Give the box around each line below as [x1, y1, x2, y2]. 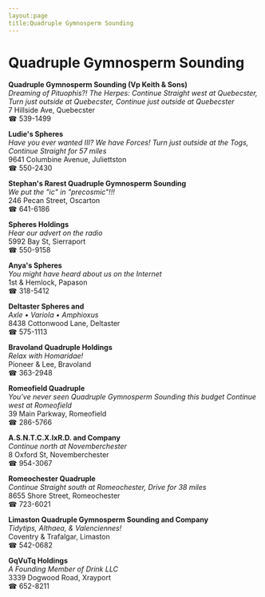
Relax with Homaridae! [8, 351, 84, 360]
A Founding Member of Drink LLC [8, 564, 118, 574]
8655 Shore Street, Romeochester [8, 491, 121, 500]
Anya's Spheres [8, 261, 62, 270]
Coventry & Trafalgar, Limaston [8, 532, 110, 542]
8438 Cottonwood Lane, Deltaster [8, 319, 121, 328]
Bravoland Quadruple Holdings [8, 343, 113, 352]
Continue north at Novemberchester [8, 441, 128, 452]
